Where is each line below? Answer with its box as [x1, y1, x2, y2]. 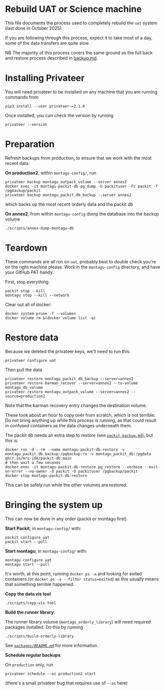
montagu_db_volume [5, 385, 43, 390]
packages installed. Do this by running [5, 624, 83, 630]
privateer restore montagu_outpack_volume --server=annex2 [5, 389, 129, 394]
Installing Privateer [5, 73, 85, 84]
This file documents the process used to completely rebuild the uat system [5, 20, 158, 26]
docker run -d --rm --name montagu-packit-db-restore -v [5, 447, 125, 452]
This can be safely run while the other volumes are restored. [5, 482, 127, 488]
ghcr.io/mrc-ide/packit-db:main [5, 456, 72, 461]
